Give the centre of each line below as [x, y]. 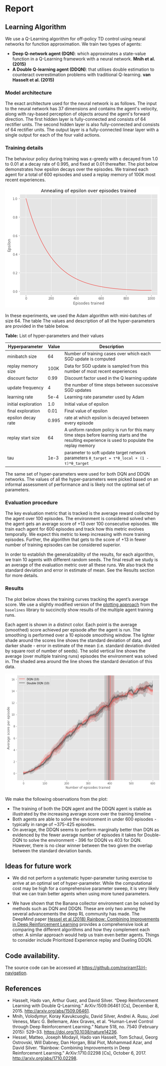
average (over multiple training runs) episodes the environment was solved [81, 656]
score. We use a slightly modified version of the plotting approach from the [82, 604]
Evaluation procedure [32, 503]
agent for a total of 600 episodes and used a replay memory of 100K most [80, 174]
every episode [79, 423]
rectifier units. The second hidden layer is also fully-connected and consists [82, 125]
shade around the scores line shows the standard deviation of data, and [78, 640]
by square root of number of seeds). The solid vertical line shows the [75, 651]
